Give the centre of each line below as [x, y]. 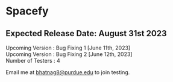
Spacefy [27, 11]
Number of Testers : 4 [33, 61]
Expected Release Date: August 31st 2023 [86, 33]
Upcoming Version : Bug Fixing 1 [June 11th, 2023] [68, 48]
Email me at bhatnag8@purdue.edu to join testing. [68, 72]
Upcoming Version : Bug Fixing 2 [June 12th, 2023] [69, 54]
